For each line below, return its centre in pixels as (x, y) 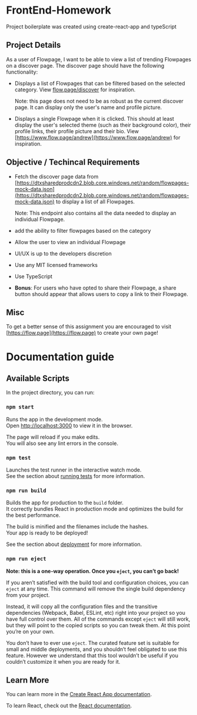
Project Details (34, 45)
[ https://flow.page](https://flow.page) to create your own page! (82, 333)
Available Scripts (38, 378)
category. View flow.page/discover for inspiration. (75, 90)
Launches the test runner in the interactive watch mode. (74, 470)
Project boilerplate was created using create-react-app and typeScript (91, 27)
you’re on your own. (30, 631)
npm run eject (26, 559)
